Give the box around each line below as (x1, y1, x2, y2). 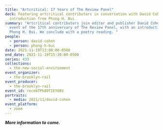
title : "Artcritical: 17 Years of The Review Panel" (5, 7, 114, 12)
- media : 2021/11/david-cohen (9, 97, 70, 102)
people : (5, 34, 21, 39)
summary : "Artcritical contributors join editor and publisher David (5, 20, 149, 26)
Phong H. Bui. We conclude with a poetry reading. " (9, 30, 118, 34)
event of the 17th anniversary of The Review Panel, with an (9, 25, 136, 30)
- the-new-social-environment (9, 66, 70, 71)
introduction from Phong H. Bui (9, 16, 75, 21)
